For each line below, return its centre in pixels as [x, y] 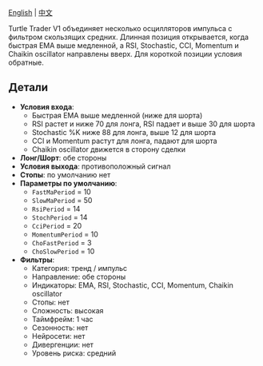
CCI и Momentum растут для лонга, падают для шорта [124, 141]
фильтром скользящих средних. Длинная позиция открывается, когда [129, 37]
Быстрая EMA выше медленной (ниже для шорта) [117, 115]
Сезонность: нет [60, 328]
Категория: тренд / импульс [80, 268]
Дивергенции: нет [63, 344]
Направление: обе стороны [79, 276]
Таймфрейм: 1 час [62, 319]
